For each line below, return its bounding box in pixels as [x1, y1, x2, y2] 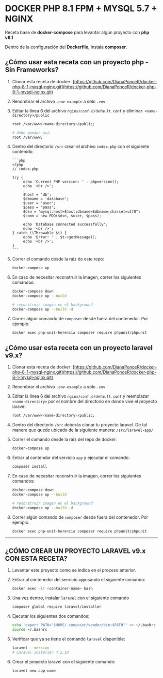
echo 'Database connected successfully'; [23, 222, 108, 227]
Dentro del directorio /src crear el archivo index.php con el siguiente [12, 144, 149, 149]
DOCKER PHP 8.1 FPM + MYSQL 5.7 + [5, 3, 158, 14]
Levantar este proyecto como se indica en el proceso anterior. [12, 568, 136, 573]
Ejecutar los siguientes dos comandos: [12, 613, 90, 619]
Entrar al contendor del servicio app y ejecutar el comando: [12, 455, 130, 460]
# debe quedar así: [12, 130, 52, 135]
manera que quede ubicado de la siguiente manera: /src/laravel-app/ [12, 427, 154, 433]
